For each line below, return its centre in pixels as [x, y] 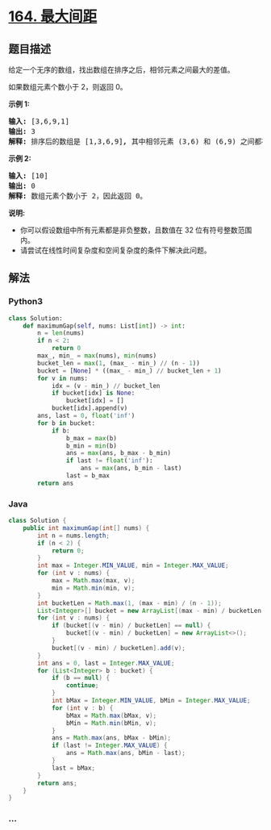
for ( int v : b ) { [82, 708]
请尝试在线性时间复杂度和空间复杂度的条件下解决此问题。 [115, 250]
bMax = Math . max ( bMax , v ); [111, 715]
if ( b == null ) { [81, 678]
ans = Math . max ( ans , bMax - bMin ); [111, 738]
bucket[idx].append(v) [90, 408]
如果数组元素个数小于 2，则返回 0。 [68, 87]
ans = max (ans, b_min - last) [131, 469]
